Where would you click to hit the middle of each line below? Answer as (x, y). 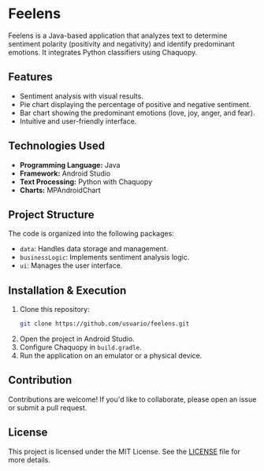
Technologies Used (56, 146)
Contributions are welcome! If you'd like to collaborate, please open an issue (132, 399)
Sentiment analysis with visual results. (81, 96)
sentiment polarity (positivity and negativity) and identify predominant (121, 43)
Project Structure (51, 215)
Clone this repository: (54, 310)
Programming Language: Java (70, 165)
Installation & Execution (67, 290)
